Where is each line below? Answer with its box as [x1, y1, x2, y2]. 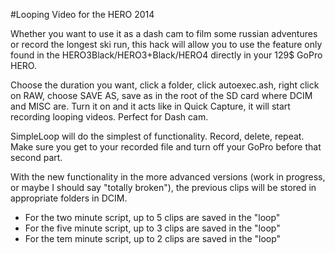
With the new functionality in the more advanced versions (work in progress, [10, 171, 326, 183]
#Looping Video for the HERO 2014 [10, 9, 155, 20]
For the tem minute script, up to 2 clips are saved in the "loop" [24, 233, 282, 244]
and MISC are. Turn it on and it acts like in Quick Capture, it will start [10, 100, 291, 112]
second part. [10, 152, 63, 163]
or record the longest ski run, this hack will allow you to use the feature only [10, 39, 323, 50]
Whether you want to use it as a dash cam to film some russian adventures [10, 28, 318, 39]
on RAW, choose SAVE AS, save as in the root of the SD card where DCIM [10, 90, 313, 101]
